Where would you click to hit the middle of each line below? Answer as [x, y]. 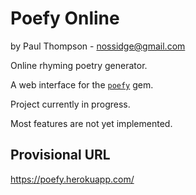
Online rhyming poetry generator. [79, 65]
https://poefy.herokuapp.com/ [72, 179]
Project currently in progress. [70, 104]
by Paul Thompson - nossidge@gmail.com [98, 46]
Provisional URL [60, 155]
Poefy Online [65, 18]
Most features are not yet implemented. [91, 123]
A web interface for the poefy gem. [82, 84]
